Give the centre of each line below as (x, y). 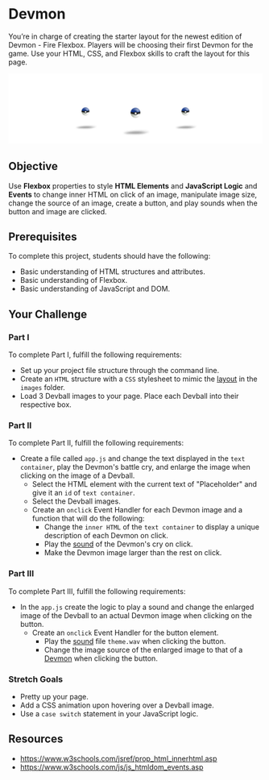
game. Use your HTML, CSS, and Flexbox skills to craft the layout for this (129, 53)
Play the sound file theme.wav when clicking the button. (135, 641)
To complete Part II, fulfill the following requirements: (96, 443)
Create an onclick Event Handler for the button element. (125, 633)
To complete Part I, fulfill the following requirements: (95, 355)
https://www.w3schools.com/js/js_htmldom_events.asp (112, 767)
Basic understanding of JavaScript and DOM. (95, 289)
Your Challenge (48, 314)
